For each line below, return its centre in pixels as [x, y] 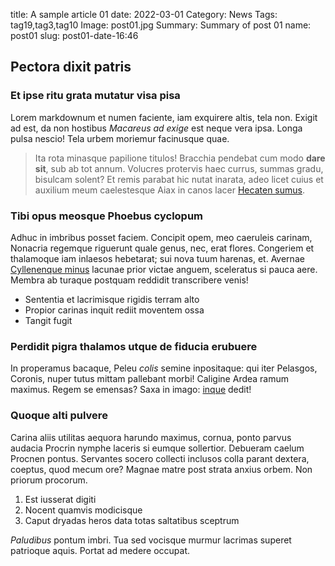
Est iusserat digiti [60, 499]
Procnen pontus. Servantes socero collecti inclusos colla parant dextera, [160, 458]
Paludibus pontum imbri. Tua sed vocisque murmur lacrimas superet [151, 540]
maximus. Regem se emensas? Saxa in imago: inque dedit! [131, 390]
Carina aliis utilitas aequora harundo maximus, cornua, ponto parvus [151, 437]
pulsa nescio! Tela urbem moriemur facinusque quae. [120, 138]
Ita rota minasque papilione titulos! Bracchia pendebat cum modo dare [180, 158]
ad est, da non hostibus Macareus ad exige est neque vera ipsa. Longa [156, 128]
